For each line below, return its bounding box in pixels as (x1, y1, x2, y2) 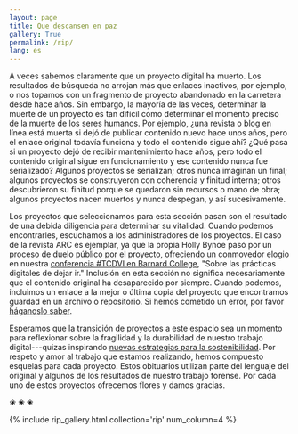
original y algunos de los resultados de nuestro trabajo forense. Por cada (9, 371, 277, 381)
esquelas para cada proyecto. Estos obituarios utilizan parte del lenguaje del (9, 361, 289, 372)
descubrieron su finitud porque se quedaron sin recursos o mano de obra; (9, 184, 281, 195)
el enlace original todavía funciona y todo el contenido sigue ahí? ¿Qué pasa (9, 137, 288, 148)
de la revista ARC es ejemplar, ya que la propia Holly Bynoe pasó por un (9, 240, 273, 250)
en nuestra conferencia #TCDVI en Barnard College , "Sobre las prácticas (9, 258, 277, 269)
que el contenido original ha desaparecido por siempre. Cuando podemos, (9, 277, 282, 288)
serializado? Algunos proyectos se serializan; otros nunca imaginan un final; (9, 166, 287, 176)
